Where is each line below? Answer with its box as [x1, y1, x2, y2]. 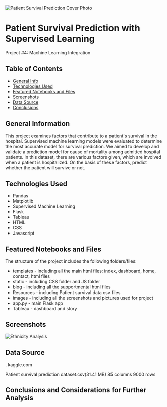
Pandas [12, 193, 29, 199]
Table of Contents [5, 65, 63, 73]
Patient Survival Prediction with [5, 23, 140, 34]
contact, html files [12, 273, 50, 279]
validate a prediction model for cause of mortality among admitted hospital [5, 149, 160, 155]
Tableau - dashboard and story [12, 306, 77, 312]
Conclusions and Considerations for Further [5, 386, 147, 394]
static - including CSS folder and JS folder [12, 279, 100, 285]
